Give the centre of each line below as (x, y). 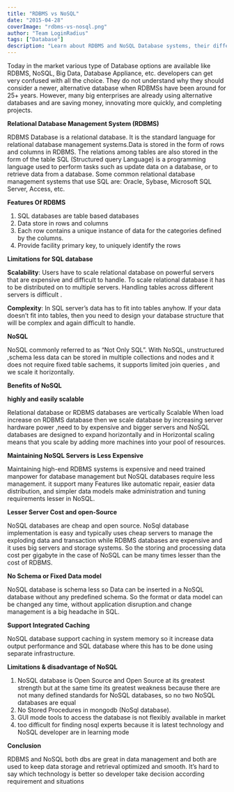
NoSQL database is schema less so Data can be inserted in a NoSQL (106, 589)
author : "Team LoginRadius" (48, 33)
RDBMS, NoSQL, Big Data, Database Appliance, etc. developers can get (110, 73)
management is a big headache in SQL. (63, 612)
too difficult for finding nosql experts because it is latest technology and (120, 725)
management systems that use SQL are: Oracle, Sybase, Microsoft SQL (110, 181)
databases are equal (47, 703)
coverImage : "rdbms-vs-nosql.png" (57, 26)
